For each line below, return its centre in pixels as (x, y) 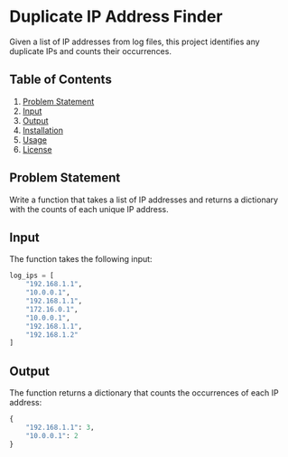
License (37, 149)
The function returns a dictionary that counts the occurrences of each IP (144, 393)
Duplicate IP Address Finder (116, 17)
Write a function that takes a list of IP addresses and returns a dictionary (144, 200)
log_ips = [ (32, 276)
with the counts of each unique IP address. (89, 209)
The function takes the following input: (81, 259)
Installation (43, 130)
